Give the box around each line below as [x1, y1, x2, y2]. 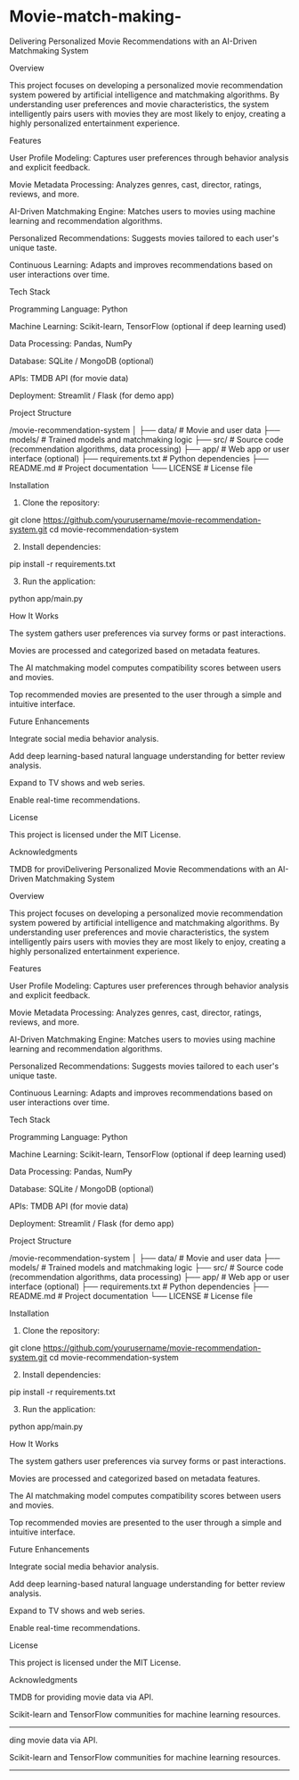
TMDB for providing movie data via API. [9, 1692, 154, 1702]
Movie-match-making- [9, 6, 182, 27]
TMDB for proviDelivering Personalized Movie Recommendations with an [9, 863, 276, 874]
